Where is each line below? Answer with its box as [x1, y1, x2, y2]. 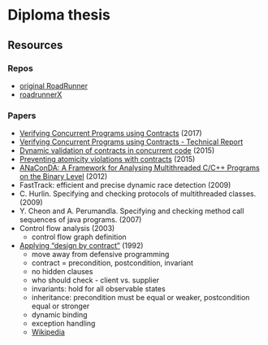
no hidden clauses [31, 267, 93, 277]
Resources [7, 38, 63, 52]
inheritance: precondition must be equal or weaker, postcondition [31, 293, 250, 303]
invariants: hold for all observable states [31, 284, 166, 294]
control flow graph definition [31, 232, 127, 242]
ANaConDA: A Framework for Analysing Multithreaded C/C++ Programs [19, 163, 261, 172]
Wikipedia [31, 327, 66, 337]
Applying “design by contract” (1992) [19, 241, 144, 251]
